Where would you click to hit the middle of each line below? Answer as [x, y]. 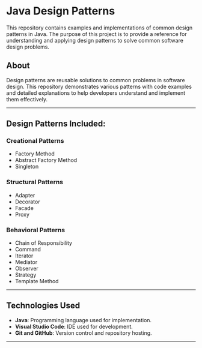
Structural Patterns [35, 182]
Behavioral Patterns [35, 230]
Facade [24, 208]
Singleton [27, 167]
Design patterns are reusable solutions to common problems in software [96, 80]
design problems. [28, 47]
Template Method [37, 281]
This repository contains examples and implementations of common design [99, 28]
